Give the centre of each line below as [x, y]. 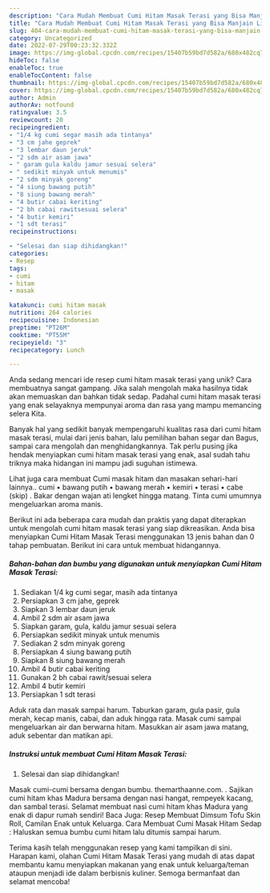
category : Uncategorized [50, 38]
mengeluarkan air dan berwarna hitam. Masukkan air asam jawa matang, [129, 727]
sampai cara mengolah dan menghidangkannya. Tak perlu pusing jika [124, 446]
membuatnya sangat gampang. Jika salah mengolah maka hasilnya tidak [129, 388]
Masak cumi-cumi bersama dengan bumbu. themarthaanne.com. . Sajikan [131, 790]
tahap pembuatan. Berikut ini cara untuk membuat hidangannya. [115, 545]
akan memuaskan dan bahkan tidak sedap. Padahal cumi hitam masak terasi [135, 396]
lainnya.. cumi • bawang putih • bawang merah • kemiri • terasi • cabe [126, 487]
